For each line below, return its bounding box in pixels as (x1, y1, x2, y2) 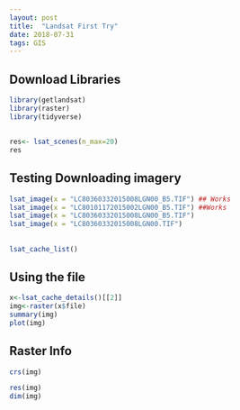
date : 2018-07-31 (9, 30, 75, 39)
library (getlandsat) (9, 96, 87, 105)
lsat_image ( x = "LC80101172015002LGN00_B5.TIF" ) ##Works (9, 203, 227, 212)
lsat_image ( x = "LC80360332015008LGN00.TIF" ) (9, 220, 182, 229)
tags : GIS (9, 38, 47, 48)
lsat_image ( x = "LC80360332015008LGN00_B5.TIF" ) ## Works (9, 195, 231, 204)
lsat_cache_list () (9, 244, 78, 253)
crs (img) (9, 367, 42, 377)
